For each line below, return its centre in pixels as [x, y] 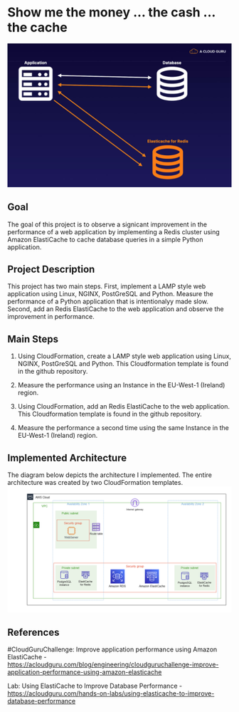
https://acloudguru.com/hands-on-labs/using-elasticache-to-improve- [111, 693]
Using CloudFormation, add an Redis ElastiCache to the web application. [123, 407]
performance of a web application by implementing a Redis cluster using [114, 231]
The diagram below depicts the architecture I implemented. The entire [110, 475]
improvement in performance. [51, 317]
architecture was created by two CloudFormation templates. [95, 483]
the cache [37, 27]
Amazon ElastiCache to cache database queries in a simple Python [105, 239]
